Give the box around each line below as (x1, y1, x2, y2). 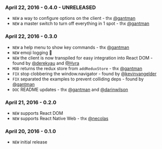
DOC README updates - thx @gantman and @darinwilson (12, 86, 128, 92)
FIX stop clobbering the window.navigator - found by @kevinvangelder (12, 71, 157, 76)
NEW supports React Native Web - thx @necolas (12, 115, 108, 121)
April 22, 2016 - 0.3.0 (5, 33, 57, 40)
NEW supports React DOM (12, 110, 63, 116)
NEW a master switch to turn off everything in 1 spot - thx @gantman (12, 20, 150, 26)
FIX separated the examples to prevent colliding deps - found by (12, 76, 144, 82)
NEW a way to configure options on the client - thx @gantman (12, 15, 136, 21)
